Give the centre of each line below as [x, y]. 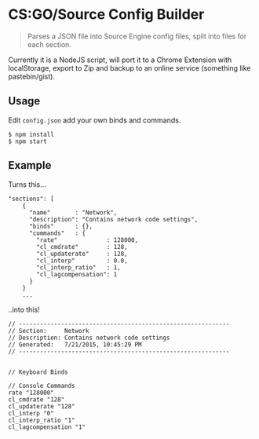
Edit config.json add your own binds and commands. [95, 120]
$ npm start [27, 141]
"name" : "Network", [73, 212]
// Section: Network [49, 331]
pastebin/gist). [31, 76]
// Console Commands [42, 386]
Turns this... [27, 184]
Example [30, 165]
